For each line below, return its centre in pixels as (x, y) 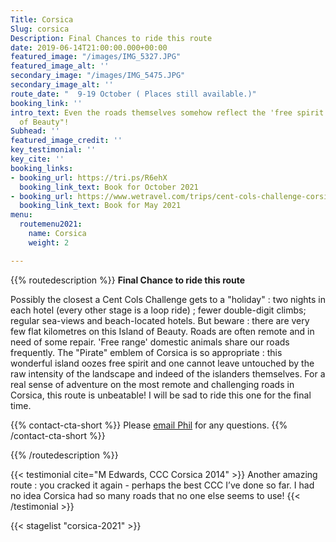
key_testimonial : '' (53, 150)
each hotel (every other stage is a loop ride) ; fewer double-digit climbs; (158, 310)
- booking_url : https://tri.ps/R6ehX (89, 177)
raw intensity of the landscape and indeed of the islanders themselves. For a (168, 373)
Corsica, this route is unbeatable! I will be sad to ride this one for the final (161, 395)
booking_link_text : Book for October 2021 (109, 187)
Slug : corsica (40, 29)
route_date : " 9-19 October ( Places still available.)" (133, 94)
